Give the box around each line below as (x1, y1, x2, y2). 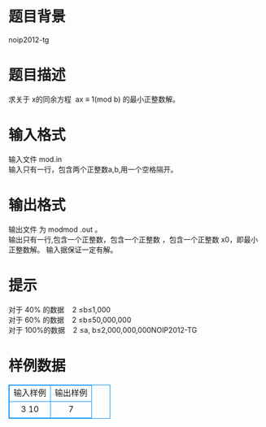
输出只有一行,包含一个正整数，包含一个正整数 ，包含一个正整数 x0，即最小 (8, 234, 259, 244)
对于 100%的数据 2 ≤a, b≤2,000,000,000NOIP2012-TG (8, 325, 198, 334)
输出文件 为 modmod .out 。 (8, 224, 102, 234)
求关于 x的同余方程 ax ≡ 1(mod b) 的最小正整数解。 (8, 94, 181, 104)
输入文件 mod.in (8, 154, 63, 163)
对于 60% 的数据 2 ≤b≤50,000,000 (8, 315, 132, 325)
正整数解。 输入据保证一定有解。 (8, 245, 118, 255)
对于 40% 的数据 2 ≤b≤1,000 (8, 304, 111, 314)
